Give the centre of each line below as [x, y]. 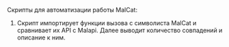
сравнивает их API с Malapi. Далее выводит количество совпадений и [120, 30]
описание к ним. [41, 37]
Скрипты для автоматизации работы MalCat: [72, 10]
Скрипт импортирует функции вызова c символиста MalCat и [107, 23]
